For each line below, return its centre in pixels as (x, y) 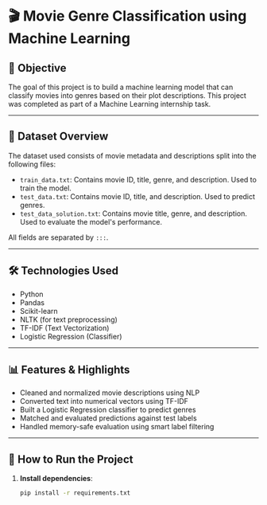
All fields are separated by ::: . (58, 237)
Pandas (32, 302)
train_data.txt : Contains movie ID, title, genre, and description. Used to (138, 179)
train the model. (45, 188)
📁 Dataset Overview (58, 137)
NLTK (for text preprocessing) (68, 319)
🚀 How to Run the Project (71, 459)
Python (31, 294)
